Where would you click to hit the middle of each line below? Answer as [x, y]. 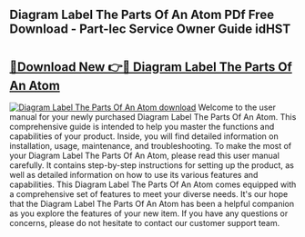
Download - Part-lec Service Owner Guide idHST [150, 30]
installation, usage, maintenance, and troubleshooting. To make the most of [151, 146]
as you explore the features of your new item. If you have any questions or [149, 213]
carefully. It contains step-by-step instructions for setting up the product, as [152, 165]
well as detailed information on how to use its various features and [134, 175]
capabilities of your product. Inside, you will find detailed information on [144, 136]
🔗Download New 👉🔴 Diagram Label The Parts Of [151, 67]
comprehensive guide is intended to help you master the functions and [142, 127]
